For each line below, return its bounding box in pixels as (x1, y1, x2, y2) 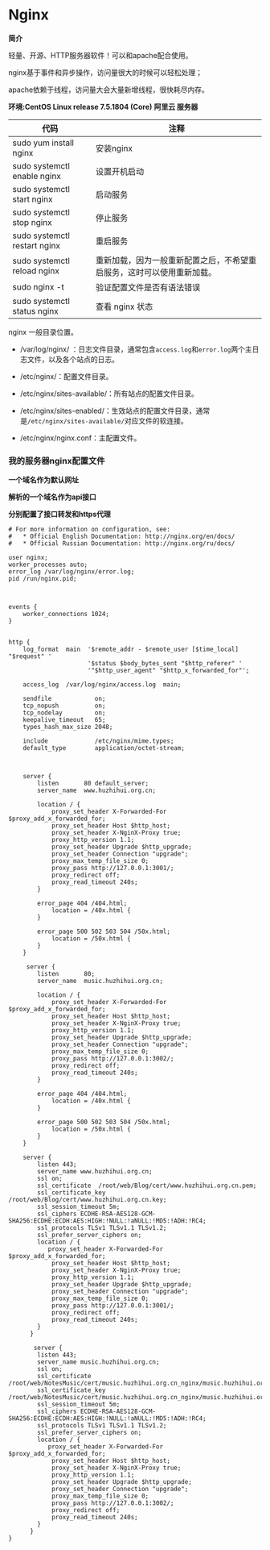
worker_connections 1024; (22, 610, 110, 619)
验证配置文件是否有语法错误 (95, 281, 201, 293)
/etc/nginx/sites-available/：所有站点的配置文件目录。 (19, 389, 199, 398)
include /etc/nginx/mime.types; (22, 737, 174, 745)
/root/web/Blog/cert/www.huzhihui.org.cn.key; (8, 1196, 167, 1204)
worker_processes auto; (8, 560, 88, 569)
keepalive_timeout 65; (22, 716, 106, 724)
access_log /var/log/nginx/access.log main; (22, 681, 182, 689)
